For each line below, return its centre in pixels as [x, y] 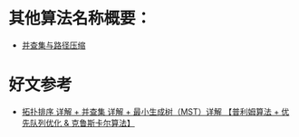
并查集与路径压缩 [53, 45]
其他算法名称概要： [80, 18]
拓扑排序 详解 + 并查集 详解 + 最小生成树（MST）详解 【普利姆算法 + [150, 111]
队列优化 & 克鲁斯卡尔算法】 [82, 123]
